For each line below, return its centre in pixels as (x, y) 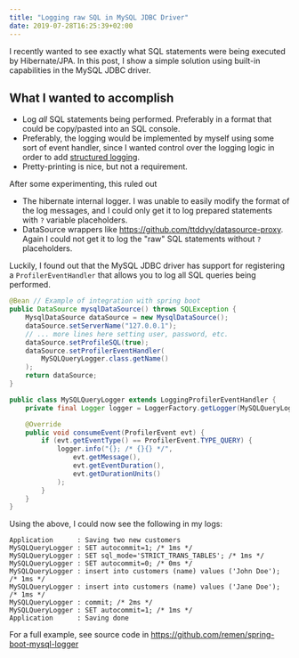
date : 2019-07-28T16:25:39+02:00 (71, 26)
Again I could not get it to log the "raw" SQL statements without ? (141, 239)
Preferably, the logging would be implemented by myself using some (148, 138)
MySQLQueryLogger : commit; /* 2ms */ (81, 603)
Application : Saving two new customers (95, 540)
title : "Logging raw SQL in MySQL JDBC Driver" (99, 17)
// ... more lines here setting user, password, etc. (127, 334)
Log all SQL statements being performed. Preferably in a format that (147, 119)
